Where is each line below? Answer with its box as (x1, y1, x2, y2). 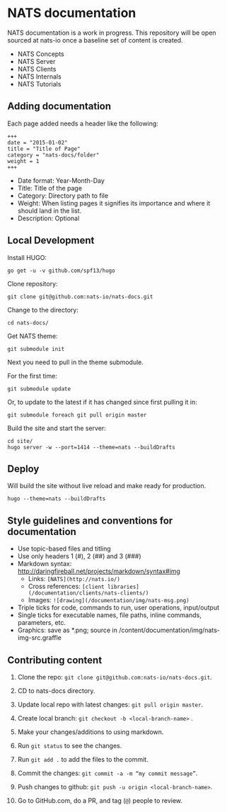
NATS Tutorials (17, 79, 62, 88)
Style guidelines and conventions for (7, 514, 173, 526)
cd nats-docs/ (7, 319, 50, 327)
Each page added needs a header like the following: (7, 119, 159, 128)
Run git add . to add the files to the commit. (17, 755, 149, 763)
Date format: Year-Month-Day (17, 176, 105, 185)
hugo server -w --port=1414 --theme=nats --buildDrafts (7, 444, 175, 451)
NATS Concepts (17, 50, 65, 58)
